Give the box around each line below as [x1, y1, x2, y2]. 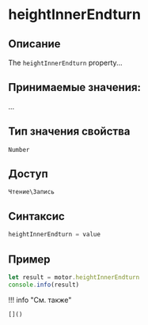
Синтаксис [8, 210, 65, 223]
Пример [8, 252, 51, 266]
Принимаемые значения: [8, 81, 141, 94]
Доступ [8, 168, 49, 181]
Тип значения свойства [8, 125, 131, 138]
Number [8, 145, 30, 153]
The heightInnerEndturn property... [8, 58, 123, 67]
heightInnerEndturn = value [8, 231, 101, 239]
